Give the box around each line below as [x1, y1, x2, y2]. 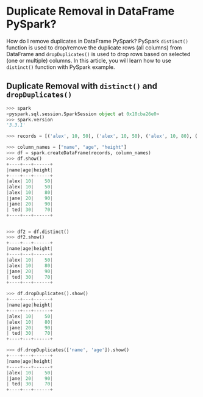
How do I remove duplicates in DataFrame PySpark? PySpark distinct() [6, 37, 189, 45]
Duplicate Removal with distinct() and [6, 81, 157, 91]
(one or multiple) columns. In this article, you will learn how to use [6, 57, 172, 64]
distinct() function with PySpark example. [6, 63, 115, 71]
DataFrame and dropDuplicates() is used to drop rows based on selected [6, 50, 191, 57]
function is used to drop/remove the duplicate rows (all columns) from [6, 44, 182, 51]
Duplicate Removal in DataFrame [6, 4, 175, 18]
